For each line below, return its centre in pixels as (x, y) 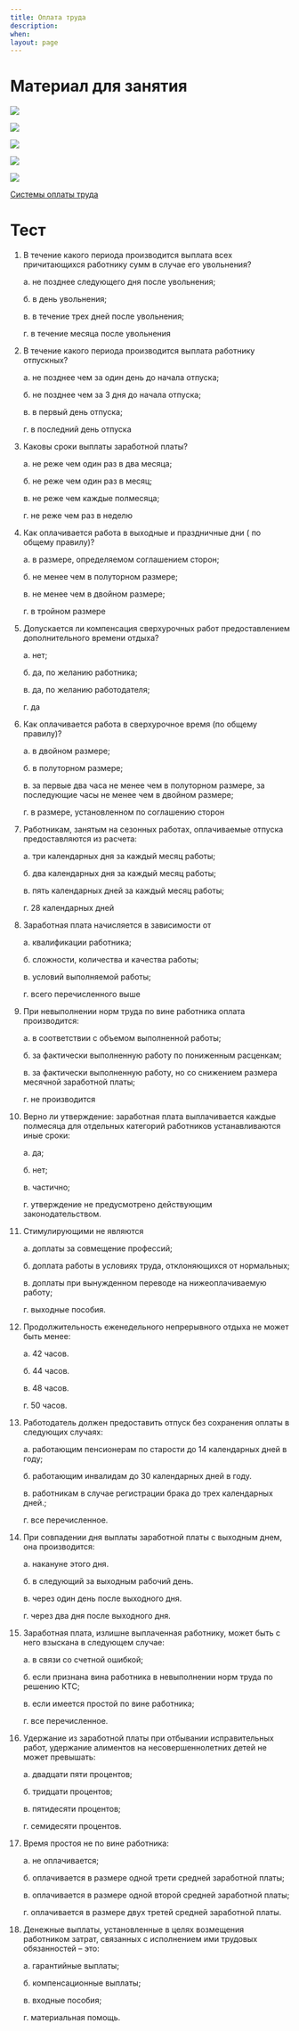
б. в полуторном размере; (73, 768)
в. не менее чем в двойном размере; (94, 594)
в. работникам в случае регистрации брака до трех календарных (148, 1493)
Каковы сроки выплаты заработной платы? (105, 447)
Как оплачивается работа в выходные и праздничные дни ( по (142, 533)
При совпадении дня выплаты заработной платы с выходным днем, (153, 1538)
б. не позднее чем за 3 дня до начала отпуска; (112, 395)
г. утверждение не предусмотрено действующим (117, 1205)
